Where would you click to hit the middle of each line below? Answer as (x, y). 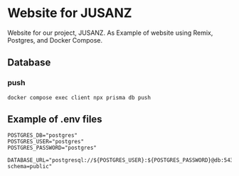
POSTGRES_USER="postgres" (46, 142)
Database (29, 63)
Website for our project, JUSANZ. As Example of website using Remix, (110, 33)
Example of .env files (55, 120)
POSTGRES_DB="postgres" (43, 136)
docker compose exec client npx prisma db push (79, 97)
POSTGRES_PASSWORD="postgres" (52, 148)
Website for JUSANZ (70, 13)
